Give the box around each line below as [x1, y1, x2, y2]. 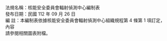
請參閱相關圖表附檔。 [5, 30, 50, 36]
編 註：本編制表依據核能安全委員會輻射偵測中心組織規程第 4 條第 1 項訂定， [5, 17, 165, 23]
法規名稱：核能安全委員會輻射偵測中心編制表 [5, 5, 100, 10]
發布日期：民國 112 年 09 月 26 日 [5, 11, 76, 17]
